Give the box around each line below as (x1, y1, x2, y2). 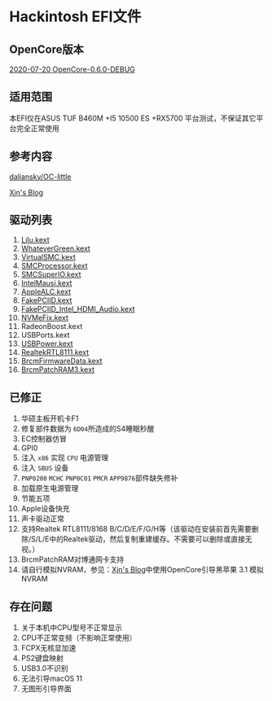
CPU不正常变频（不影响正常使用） (20, 633, 137, 643)
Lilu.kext (20, 235, 50, 245)
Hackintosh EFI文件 (9, 7, 142, 26)
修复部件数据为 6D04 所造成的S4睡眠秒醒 (20, 424, 155, 434)
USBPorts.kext (20, 331, 70, 340)
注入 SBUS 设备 (20, 463, 69, 473)
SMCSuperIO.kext (20, 269, 81, 279)
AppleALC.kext (20, 287, 72, 297)
